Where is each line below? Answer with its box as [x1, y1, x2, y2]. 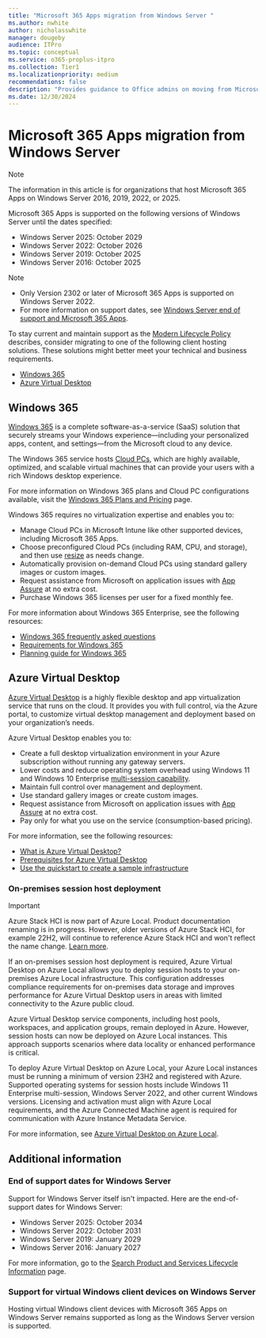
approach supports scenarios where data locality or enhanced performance [8, 1040, 256, 1049]
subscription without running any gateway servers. [19, 757, 186, 766]
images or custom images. [19, 568, 107, 576]
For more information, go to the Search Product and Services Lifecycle [8, 1258, 239, 1268]
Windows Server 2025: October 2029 [19, 233, 142, 242]
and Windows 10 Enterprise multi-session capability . [19, 774, 191, 783]
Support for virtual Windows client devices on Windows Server [8, 1286, 256, 1297]
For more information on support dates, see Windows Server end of [19, 306, 241, 315]
